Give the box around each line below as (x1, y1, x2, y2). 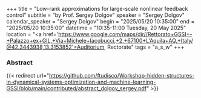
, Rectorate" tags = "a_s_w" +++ (104, 43, 185, 51)
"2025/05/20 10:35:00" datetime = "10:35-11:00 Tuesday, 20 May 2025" (6, 24, 186, 31)
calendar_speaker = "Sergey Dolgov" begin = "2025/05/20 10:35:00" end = (6, 18, 195, 25)
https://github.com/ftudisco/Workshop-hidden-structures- (48, 72, 195, 79)
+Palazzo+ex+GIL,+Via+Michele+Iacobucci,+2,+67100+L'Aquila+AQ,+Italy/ (6, 37, 194, 44)
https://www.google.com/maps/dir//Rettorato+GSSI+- (58, 31, 193, 38)
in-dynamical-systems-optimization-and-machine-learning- (6, 78, 156, 86)
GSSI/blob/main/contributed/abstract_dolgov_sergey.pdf (6, 85, 147, 92)
